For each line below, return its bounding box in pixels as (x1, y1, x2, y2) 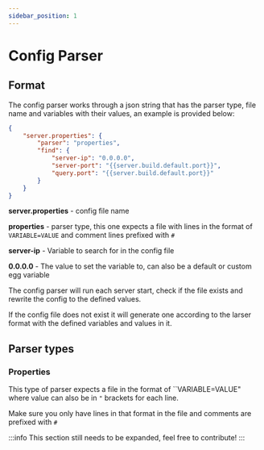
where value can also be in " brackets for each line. (8, 393, 179, 403)
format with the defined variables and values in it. (8, 319, 172, 328)
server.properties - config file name (8, 206, 130, 216)
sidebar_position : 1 (8, 11, 78, 20)
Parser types (8, 342, 75, 356)
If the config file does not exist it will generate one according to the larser (8, 310, 252, 319)
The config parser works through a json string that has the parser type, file (8, 100, 256, 110)
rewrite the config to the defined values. (8, 294, 142, 304)
